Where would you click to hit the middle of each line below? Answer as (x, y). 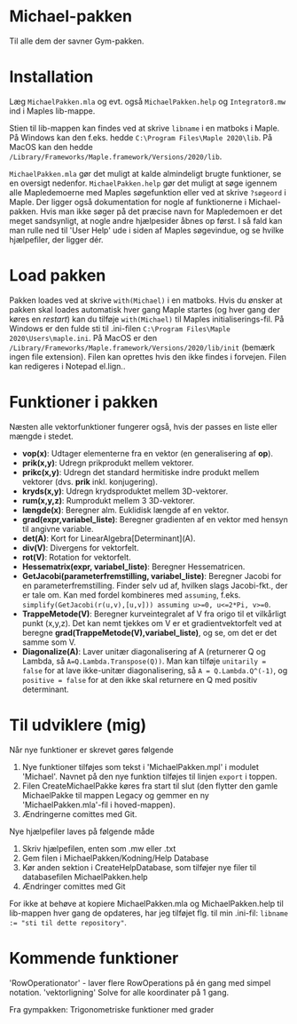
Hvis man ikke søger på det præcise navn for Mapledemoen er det (161, 211)
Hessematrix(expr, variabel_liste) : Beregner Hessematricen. (133, 567)
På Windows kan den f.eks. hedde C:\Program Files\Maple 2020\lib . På (141, 137)
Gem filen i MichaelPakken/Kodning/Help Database (115, 858)
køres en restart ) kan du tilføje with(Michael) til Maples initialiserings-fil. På (147, 319)
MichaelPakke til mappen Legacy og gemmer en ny (116, 795)
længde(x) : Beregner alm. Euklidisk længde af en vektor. (125, 510)
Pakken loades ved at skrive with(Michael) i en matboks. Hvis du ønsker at (146, 300)
